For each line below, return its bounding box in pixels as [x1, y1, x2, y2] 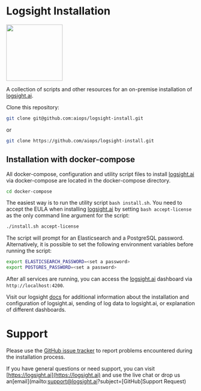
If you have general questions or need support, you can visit [6, 365, 155, 372]
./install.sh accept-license [6, 223, 79, 229]
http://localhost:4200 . [6, 282, 65, 289]
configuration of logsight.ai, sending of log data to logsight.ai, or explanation [6, 300, 195, 307]
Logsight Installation [6, 4, 111, 18]
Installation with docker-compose [6, 154, 136, 165]
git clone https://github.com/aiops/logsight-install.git [6, 138, 154, 144]
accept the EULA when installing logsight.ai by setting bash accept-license [6, 205, 192, 213]
